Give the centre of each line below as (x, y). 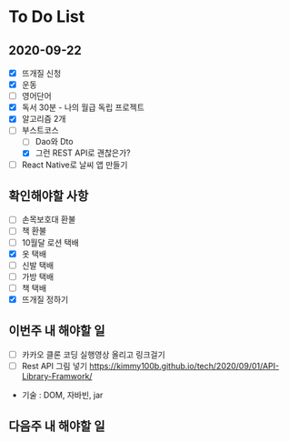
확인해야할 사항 (49, 196)
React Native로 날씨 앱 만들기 (75, 165)
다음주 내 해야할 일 (57, 426)
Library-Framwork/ (57, 376)
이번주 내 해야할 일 (57, 331)
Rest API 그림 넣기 (55, 366)
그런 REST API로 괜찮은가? (83, 153)
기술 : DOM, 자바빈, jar (62, 395)
